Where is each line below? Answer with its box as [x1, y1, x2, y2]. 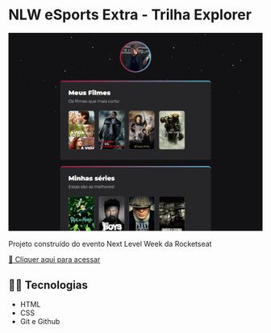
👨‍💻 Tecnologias [8, 278, 89, 292]
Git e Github [19, 317, 60, 326]
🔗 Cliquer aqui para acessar [8, 255, 101, 264]
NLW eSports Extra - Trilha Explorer [8, 6, 252, 24]
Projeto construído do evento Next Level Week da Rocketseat [8, 239, 212, 249]
